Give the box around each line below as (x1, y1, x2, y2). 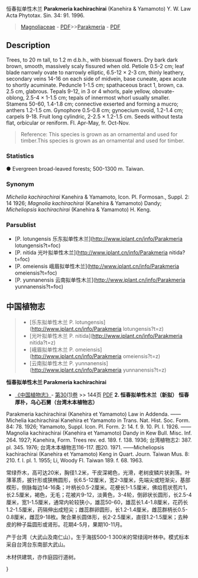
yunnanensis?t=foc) (14, 283, 64, 290)
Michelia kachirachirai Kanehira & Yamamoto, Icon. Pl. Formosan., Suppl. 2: (6, 193, 190, 200)
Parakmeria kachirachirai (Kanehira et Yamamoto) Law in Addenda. (6, 410, 170, 417)
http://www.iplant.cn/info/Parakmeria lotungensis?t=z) (31, 325, 164, 332)
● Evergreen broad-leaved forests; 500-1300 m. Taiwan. (6, 165, 145, 173)
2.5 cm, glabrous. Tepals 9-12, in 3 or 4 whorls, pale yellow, (6, 88, 151, 95)
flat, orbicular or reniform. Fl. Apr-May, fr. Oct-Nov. (6, 119, 130, 126)
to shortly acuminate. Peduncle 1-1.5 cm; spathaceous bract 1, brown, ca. (6, 81, 184, 88)
